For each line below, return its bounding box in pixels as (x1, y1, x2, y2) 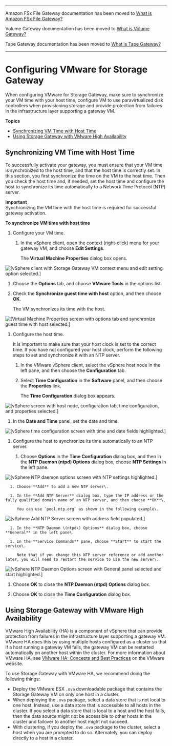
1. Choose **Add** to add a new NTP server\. (10, 484, 109, 489)
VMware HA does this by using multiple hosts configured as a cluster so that (5, 638, 167, 644)
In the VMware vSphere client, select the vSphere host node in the (20, 362, 161, 368)
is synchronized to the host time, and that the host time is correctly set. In (5, 167, 161, 173)
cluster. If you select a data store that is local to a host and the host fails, (12, 708, 166, 714)
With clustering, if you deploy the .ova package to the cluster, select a (12, 724, 160, 730)
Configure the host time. (12, 331, 64, 337)
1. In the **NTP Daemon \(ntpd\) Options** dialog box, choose (10, 525, 147, 531)
